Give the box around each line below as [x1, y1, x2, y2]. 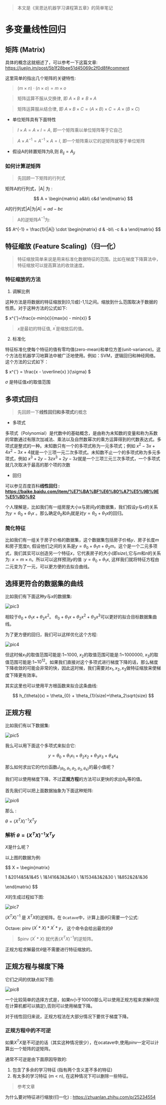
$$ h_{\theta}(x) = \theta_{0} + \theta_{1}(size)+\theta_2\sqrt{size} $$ [12, 692, 155, 699]
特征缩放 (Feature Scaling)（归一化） [5, 242, 120, 250]
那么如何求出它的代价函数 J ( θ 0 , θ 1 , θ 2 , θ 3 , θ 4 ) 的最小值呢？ [5, 764, 115, 771]
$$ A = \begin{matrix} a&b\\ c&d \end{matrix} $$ [33, 196, 133, 202]
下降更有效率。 [9, 672, 40, 678]
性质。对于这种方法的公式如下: [5, 305, 68, 311]
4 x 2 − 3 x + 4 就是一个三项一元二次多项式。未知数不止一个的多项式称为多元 [5, 448, 157, 455]
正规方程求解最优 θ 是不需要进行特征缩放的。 [5, 947, 95, 953]
